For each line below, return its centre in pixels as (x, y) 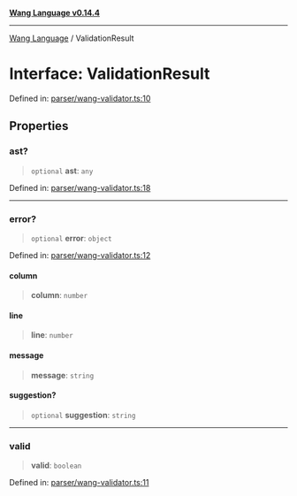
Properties (39, 126)
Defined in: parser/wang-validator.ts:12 (80, 255)
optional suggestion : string (83, 415)
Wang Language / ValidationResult (72, 38)
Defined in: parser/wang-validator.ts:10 (80, 98)
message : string (62, 375)
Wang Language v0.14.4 (54, 13)
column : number (59, 295)
